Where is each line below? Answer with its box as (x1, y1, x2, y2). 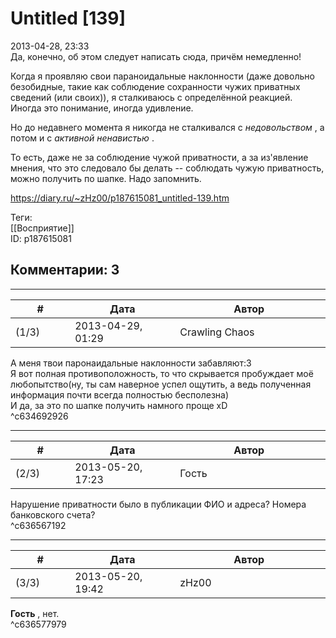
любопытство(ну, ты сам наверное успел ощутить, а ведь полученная (10, 378, 312, 390)
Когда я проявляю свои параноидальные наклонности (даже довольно (10, 70, 315, 82)
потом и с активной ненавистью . (10, 132, 155, 144)
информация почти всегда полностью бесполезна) (10, 388, 230, 401)
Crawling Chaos (179, 325, 255, 339)
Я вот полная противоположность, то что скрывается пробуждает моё (10, 367, 314, 379)
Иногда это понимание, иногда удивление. (10, 102, 194, 114)
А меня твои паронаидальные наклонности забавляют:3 (10, 357, 252, 369)
